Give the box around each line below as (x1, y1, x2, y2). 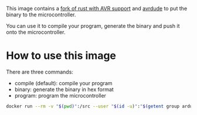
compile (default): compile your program (14, 79, 113, 86)
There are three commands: (6, 68, 73, 75)
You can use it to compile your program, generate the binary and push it (6, 23, 180, 29)
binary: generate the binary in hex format (14, 86, 114, 93)
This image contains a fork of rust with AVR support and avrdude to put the (6, 5, 188, 12)
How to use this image (6, 49, 116, 62)
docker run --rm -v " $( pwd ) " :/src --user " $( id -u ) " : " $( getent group (6, 103, 180, 109)
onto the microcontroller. (6, 29, 66, 36)
